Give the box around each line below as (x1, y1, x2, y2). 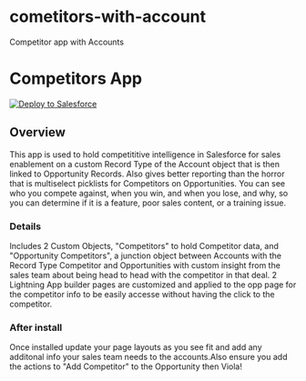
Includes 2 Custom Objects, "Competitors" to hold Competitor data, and (9, 240, 280, 251)
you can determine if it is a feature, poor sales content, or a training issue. (9, 197, 287, 208)
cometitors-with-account (9, 6, 207, 27)
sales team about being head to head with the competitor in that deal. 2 (9, 269, 278, 280)
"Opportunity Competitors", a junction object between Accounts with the (9, 250, 282, 261)
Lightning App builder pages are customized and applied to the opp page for (9, 279, 297, 290)
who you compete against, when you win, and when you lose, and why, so (9, 187, 289, 198)
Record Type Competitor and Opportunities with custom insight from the (9, 259, 280, 270)
